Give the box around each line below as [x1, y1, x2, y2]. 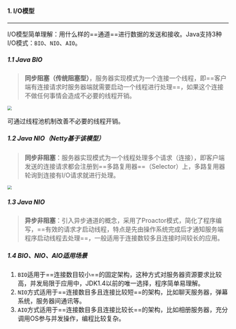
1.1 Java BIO [7, 55, 43, 63]
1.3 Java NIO [7, 198, 46, 206]
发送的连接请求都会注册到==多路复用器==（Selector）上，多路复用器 [24, 162, 225, 170]
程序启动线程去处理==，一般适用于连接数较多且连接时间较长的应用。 [24, 234, 224, 243]
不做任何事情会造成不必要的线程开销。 [24, 91, 136, 100]
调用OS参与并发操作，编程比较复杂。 [17, 314, 125, 323]
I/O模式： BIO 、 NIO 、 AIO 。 [7, 39, 81, 47]
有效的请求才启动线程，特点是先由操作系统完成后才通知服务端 [45, 225, 224, 233]
